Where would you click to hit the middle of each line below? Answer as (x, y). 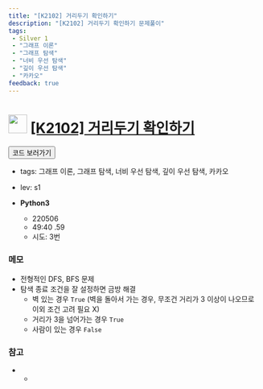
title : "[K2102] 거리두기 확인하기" (63, 16)
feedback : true (34, 83)
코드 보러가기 (32, 153)
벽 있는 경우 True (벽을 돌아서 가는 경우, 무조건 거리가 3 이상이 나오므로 (143, 299)
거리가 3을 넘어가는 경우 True (78, 319)
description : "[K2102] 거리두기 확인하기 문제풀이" (86, 23)
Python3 (35, 203)
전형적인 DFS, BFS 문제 (57, 279)
